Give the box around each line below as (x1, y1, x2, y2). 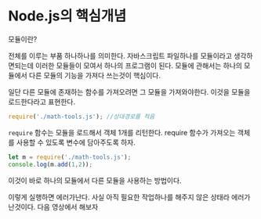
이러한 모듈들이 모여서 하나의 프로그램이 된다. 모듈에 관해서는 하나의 (34, 60, 243, 70)
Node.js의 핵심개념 (8, 7, 127, 25)
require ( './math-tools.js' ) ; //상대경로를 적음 (8, 113, 155, 120)
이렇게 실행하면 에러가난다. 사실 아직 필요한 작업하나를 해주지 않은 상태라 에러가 (8, 192, 251, 202)
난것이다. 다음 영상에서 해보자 (8, 202, 99, 211)
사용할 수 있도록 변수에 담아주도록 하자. (16, 138, 136, 147)
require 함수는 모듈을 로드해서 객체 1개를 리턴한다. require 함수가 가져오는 (8, 127, 236, 137)
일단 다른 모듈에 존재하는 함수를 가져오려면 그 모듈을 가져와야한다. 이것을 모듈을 (8, 87, 251, 96)
